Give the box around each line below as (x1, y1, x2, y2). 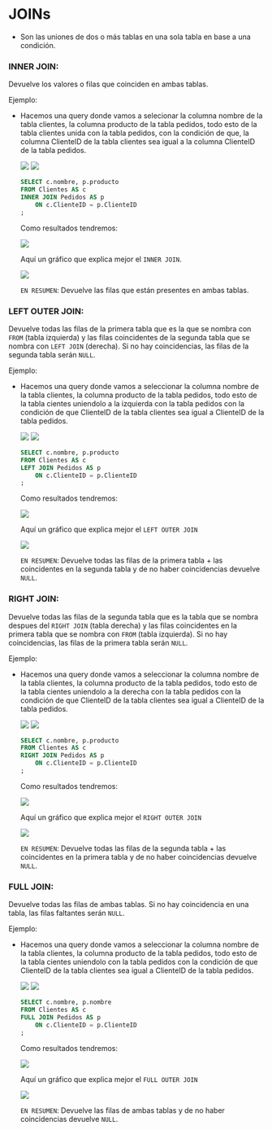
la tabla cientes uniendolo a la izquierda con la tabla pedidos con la (19, 398, 245, 408)
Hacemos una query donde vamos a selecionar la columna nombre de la (19, 111, 263, 120)
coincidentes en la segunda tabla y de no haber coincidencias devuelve (19, 564, 261, 574)
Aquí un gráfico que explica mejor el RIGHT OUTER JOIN (19, 812, 201, 822)
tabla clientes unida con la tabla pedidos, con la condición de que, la (19, 128, 249, 138)
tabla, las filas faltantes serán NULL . (8, 909, 125, 918)
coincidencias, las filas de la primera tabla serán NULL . (8, 637, 188, 647)
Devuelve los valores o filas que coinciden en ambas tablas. (8, 79, 209, 90)
